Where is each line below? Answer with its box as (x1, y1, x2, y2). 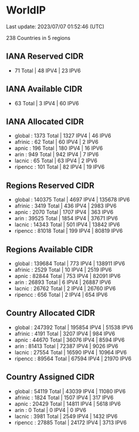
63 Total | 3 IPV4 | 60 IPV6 (14, 99, 79, 106)
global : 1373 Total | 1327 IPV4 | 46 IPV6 (14, 132, 111, 139)
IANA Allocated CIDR (6, 116, 84, 126)
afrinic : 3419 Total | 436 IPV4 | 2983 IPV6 (14, 202, 117, 209)
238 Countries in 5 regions (6, 34, 70, 41)
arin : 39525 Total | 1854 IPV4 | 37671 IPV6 (14, 215, 118, 222)
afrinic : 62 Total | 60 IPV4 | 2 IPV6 (14, 139, 99, 146)
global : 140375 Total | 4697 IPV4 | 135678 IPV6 (14, 196, 130, 203)
